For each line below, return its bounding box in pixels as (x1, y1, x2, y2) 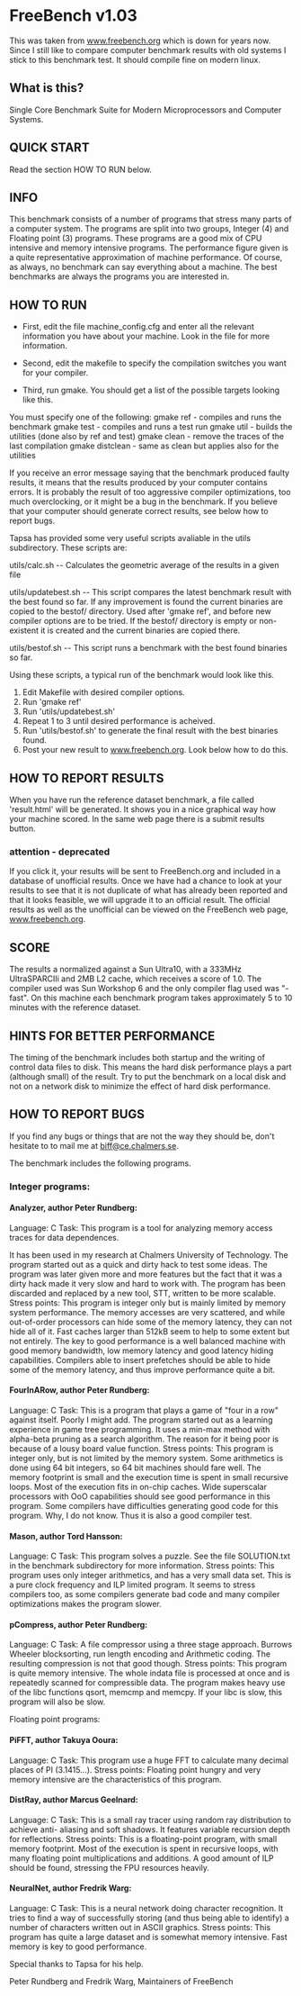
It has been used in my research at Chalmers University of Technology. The (9, 1249, 289, 1260)
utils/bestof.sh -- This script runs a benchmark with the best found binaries (9, 643, 288, 654)
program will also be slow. (9, 1696, 106, 1707)
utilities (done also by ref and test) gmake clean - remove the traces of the (9, 431, 285, 442)
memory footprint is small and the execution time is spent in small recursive (9, 1472, 289, 1483)
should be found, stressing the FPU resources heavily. (9, 1862, 209, 1873)
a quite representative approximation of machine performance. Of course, (9, 252, 283, 263)
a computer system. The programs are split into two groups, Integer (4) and (9, 223, 289, 234)
